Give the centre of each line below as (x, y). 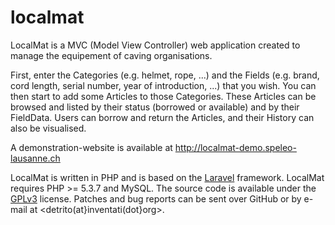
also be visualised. (48, 128)
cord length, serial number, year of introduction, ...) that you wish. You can (163, 85)
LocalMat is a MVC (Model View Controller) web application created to (155, 45)
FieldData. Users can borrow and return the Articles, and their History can (162, 117)
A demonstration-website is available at (91, 147)
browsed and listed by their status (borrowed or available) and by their (155, 107)
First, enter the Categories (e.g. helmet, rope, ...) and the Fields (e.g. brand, (165, 75)
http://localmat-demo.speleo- (235, 147)
